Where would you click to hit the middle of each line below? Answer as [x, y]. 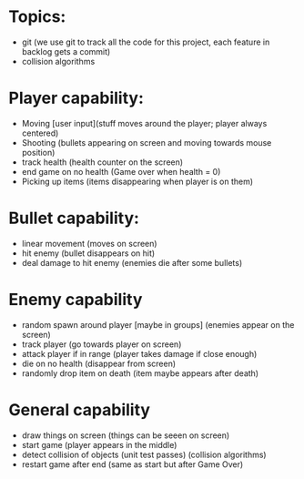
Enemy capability [76, 300]
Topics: [37, 17]
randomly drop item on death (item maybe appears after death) [140, 373]
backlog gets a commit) [66, 51]
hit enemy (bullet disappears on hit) [88, 253]
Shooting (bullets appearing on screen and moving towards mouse [147, 142]
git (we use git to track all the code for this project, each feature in [146, 42]
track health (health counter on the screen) [102, 162]
